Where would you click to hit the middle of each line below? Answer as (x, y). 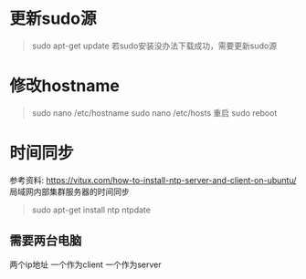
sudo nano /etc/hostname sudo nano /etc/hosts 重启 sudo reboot (154, 113)
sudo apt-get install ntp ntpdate (91, 210)
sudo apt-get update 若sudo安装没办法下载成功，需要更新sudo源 (154, 46)
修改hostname (65, 86)
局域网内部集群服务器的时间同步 (69, 191)
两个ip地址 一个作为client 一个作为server (85, 264)
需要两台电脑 (46, 241)
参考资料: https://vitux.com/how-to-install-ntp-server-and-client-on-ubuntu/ (153, 180)
